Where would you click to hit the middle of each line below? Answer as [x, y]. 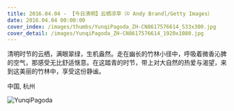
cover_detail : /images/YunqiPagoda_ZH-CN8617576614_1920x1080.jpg [106, 33]
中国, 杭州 [21, 86]
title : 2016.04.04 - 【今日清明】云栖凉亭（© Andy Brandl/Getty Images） [110, 14]
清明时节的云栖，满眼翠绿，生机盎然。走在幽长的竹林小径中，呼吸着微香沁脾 [117, 54]
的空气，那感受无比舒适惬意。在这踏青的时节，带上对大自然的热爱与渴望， [114, 63]
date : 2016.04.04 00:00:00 [46, 20]
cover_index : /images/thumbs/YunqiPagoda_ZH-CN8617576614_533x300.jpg [112, 27]
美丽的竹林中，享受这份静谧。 [62, 71]
